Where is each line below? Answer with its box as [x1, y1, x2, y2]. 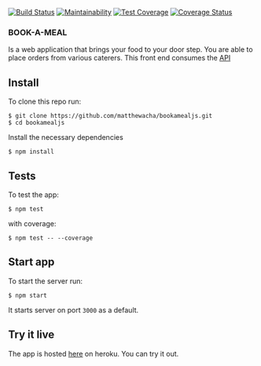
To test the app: [8, 189, 59, 199]
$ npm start [8, 291, 47, 299]
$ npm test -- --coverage [8, 234, 93, 242]
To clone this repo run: [8, 97, 81, 106]
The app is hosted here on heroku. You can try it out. [8, 349, 179, 358]
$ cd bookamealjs [8, 119, 65, 127]
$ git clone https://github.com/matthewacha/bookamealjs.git [8, 112, 213, 120]
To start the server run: [8, 276, 83, 286]
